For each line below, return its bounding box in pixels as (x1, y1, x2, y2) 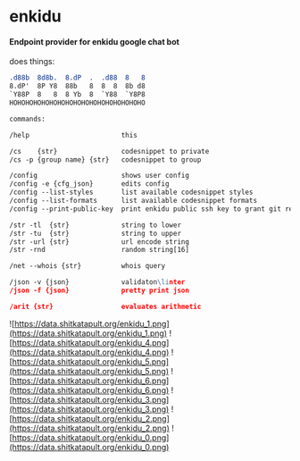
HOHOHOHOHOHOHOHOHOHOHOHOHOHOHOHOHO (9, 98, 146, 108)
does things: (9, 56, 55, 67)
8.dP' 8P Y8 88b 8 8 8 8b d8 (9, 82, 146, 91)
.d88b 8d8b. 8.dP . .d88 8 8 (9, 73, 146, 82)
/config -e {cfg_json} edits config (9, 180, 170, 189)
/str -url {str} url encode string (9, 237, 190, 247)
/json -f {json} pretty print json (9, 286, 190, 296)
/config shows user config (9, 172, 190, 180)
